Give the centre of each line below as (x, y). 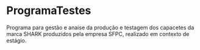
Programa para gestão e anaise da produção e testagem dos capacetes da (100, 27)
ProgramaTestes (49, 11)
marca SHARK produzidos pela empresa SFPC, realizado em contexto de (98, 34)
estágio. (16, 40)
